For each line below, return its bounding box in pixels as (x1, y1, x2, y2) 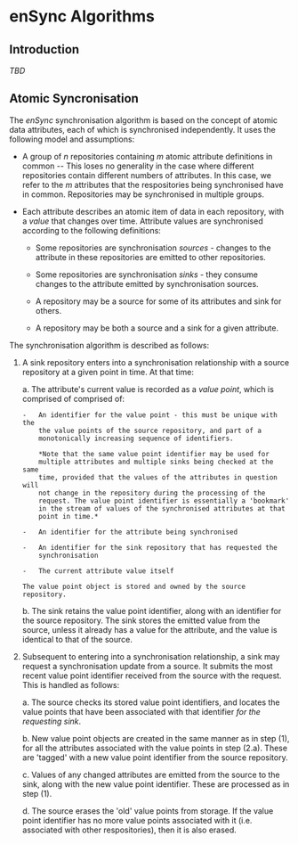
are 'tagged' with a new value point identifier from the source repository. (21, 751, 288, 763)
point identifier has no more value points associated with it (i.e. (21, 815, 253, 825)
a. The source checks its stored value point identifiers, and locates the (21, 697, 280, 708)
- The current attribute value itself (21, 566, 174, 576)
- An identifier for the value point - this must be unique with (21, 410, 278, 420)
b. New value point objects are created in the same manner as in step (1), (21, 733, 290, 743)
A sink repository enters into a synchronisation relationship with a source (21, 356, 290, 367)
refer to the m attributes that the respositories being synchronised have (21, 179, 284, 190)
